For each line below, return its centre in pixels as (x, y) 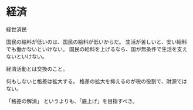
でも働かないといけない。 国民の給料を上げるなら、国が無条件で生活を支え (97, 49)
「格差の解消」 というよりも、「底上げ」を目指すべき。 (72, 101)
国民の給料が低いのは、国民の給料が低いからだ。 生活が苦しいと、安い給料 (97, 42)
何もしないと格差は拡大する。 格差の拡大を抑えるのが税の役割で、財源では (97, 81)
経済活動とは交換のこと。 (37, 68)
